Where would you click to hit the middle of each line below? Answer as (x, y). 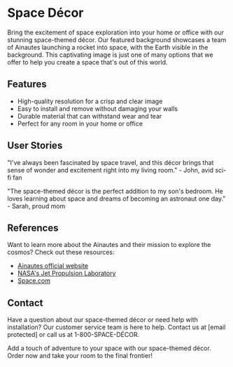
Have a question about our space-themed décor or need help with (103, 320)
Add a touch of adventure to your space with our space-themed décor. (109, 348)
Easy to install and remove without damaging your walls (98, 108)
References (33, 228)
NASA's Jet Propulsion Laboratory (66, 273)
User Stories (35, 146)
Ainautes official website (53, 266)
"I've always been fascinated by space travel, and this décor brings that (111, 162)
